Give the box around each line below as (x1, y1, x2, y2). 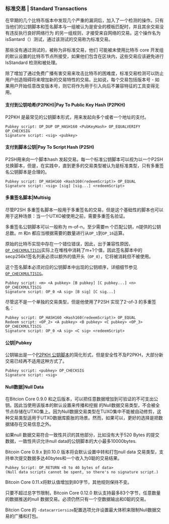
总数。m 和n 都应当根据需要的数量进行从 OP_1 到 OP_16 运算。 (5, 230, 127, 236)
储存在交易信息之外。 (9, 421, 54, 427)
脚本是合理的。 (18, 168, 49, 175)
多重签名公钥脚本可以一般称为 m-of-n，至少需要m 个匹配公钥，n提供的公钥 (5, 223, 161, 229)
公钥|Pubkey (5, 339, 32, 345)
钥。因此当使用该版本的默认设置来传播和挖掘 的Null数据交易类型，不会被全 (5, 402, 160, 409)
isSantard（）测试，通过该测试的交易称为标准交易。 (5, 36, 113, 42)
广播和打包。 (14, 513, 41, 519)
